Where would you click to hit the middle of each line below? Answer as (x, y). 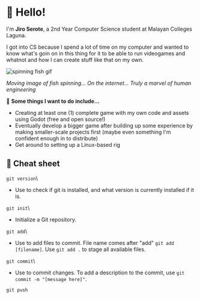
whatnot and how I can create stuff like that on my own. (75, 60)
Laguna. (16, 35)
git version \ (22, 178)
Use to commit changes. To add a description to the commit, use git (100, 273)
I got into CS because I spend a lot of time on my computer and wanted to (98, 47)
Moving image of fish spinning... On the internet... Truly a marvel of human (99, 83)
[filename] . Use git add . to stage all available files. (80, 249)
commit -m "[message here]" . (51, 279)
